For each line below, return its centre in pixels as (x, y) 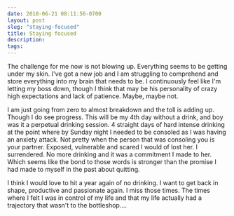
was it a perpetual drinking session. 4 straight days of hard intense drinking (116, 124)
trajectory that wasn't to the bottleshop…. (67, 205)
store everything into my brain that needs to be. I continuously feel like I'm (114, 81)
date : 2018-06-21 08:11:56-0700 (54, 14)
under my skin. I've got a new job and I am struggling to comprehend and (113, 74)
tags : (15, 46)
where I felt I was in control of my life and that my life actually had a (104, 198)
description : (26, 40)
